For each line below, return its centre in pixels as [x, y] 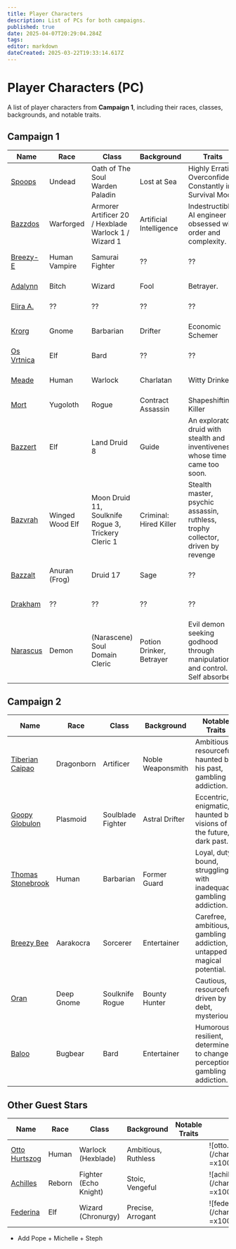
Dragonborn [76, 764]
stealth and [207, 438]
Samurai [105, 257]
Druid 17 [106, 575]
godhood [203, 641]
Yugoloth [64, 405]
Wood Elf [64, 524]
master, [201, 493]
